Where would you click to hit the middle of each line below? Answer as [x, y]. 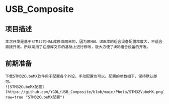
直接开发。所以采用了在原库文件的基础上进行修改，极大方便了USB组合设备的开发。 [78, 47]
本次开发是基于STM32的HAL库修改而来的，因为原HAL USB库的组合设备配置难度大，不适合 [84, 41]
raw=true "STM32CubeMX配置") [35, 97]
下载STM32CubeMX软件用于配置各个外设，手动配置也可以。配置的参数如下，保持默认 [79, 76]
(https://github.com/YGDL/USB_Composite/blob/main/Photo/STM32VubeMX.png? [85, 92]
